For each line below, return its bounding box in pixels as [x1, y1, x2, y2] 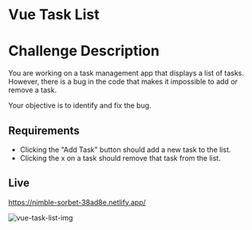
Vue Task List [8, 6, 100, 24]
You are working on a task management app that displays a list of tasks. [8, 68, 245, 78]
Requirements [8, 123, 80, 137]
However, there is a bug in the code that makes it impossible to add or [8, 77, 238, 87]
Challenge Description [8, 42, 159, 60]
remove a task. [8, 85, 57, 95]
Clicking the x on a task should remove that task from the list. [19, 153, 221, 162]
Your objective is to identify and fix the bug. [8, 101, 152, 111]
